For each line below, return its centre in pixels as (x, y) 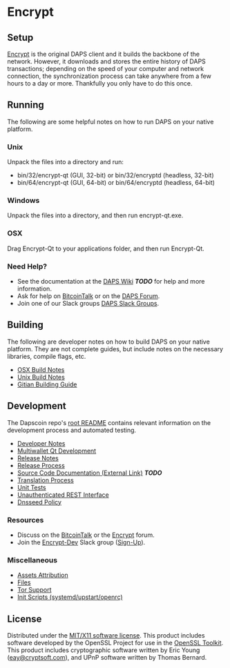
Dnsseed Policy (39, 502)
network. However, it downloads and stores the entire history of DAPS (106, 61)
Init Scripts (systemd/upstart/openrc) (70, 597)
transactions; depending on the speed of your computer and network (106, 69)
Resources (26, 520)
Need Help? (27, 266)
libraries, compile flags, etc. (47, 356)
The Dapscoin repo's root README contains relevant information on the (109, 422)
